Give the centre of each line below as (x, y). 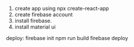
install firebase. (33, 21)
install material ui (35, 27)
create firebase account (43, 15)
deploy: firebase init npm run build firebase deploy (67, 38)
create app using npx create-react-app (62, 8)
